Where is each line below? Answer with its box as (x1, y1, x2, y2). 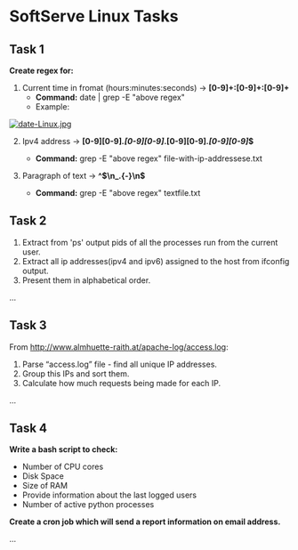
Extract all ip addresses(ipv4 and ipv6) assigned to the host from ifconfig (21, 255, 290, 266)
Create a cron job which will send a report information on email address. (9, 516, 281, 527)
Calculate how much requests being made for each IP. (21, 377, 221, 388)
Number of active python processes (21, 499, 155, 510)
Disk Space (21, 471, 65, 481)
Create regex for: (9, 65, 74, 76)
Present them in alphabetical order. (21, 274, 151, 286)
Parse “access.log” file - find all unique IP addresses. (21, 359, 218, 369)
